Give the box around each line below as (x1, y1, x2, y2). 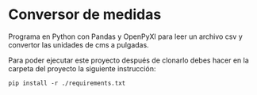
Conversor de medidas (8, 6, 162, 24)
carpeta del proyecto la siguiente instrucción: (8, 63, 156, 73)
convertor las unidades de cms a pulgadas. (8, 40, 149, 49)
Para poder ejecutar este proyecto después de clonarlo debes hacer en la (8, 55, 250, 65)
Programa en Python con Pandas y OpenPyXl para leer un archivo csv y (8, 32, 244, 41)
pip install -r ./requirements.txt (8, 79, 126, 87)
